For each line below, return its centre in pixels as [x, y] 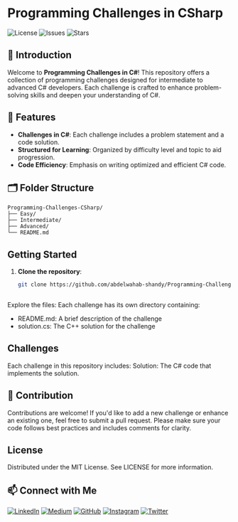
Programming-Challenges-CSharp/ [55, 208]
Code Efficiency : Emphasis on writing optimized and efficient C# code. [122, 164]
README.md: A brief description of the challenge [90, 319]
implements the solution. [43, 373]
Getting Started [42, 254]
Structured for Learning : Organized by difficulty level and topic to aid [119, 149]
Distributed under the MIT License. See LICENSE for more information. [110, 467]
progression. [36, 157]
